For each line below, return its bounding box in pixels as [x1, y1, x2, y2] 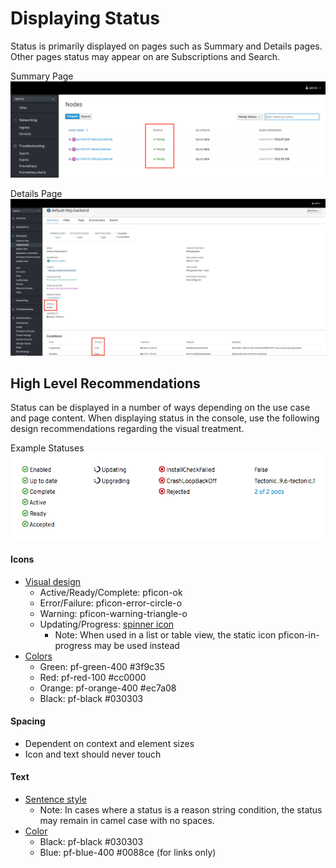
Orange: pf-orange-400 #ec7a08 [39, 682, 177, 694]
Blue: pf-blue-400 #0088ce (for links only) [39, 847, 217, 859]
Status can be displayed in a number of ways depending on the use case [10, 402, 311, 414]
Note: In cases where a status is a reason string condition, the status [39, 804, 323, 816]
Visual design [24, 575, 82, 587]
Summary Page [10, 70, 74, 82]
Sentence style [24, 793, 87, 806]
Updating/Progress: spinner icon [39, 618, 175, 630]
